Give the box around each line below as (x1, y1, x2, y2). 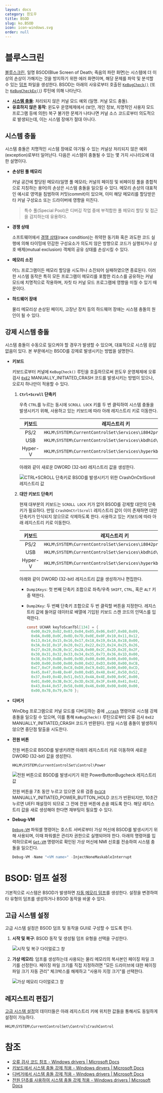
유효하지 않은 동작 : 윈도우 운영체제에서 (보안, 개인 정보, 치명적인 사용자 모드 (12, 104, 154, 110)
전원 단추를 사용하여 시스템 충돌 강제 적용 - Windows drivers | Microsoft (12, 1077, 151, 1083)
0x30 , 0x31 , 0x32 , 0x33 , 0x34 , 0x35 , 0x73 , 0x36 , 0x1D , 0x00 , (31, 652, 140, 656)
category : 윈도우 (5, 12, 37, 17)
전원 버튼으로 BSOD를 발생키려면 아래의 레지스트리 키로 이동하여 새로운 (12, 747, 147, 753)
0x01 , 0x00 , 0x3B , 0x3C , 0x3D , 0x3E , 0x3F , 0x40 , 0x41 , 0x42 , (31, 679, 140, 684)
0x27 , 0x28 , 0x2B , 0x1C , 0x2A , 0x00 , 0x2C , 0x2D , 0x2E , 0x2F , (31, 647, 140, 652)
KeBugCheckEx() (10, 88, 41, 93)
